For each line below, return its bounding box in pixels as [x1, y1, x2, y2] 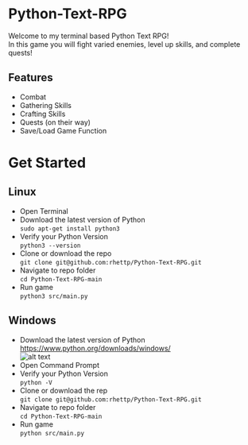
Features [8, 71, 53, 84]
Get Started [8, 153, 86, 172]
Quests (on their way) [19, 117, 91, 127]
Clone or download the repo [19, 248, 112, 258]
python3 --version [19, 242, 81, 250]
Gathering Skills [19, 100, 72, 110]
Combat [19, 92, 46, 102]
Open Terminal [19, 206, 69, 215]
